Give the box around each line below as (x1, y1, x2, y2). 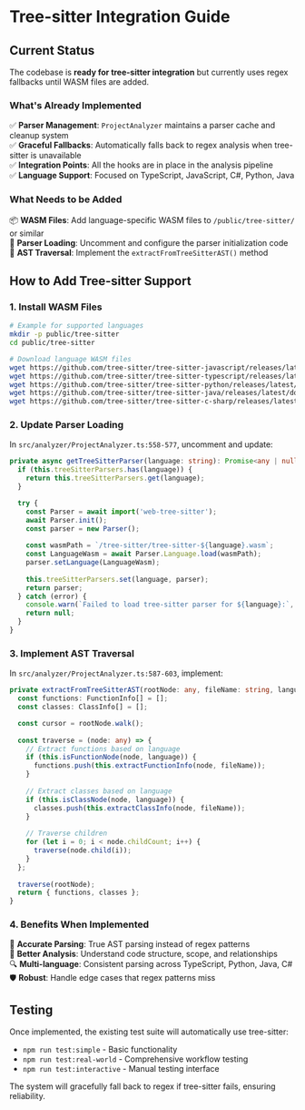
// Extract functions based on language (25, 744, 181, 753)
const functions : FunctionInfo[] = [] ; (17, 694, 169, 703)
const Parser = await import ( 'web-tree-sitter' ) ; (25, 507, 218, 516)
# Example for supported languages (9, 321, 144, 331)
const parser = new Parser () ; (25, 524, 141, 534)
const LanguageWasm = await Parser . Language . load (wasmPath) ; (25, 549, 261, 559)
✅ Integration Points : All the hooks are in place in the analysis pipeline (9, 159, 274, 170)
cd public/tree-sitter (9, 339, 95, 348)
